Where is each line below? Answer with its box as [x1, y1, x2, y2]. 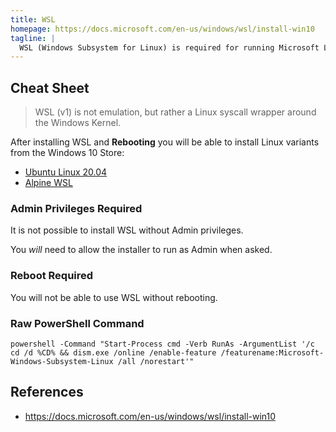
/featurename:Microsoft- [220, 347, 325, 358]
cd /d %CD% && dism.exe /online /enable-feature [10, 347, 217, 358]
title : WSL [10, 14, 56, 25]
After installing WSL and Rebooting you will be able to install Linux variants [10, 136, 320, 148]
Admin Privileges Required [10, 201, 143, 215]
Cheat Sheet [10, 79, 90, 96]
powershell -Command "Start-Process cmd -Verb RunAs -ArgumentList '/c [10, 339, 315, 349]
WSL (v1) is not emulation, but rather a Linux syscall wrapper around [34, 106, 317, 118]
